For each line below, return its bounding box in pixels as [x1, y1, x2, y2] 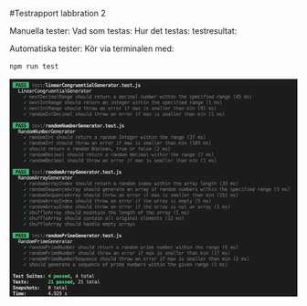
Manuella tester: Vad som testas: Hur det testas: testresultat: [9, 26, 238, 36]
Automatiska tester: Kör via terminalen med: [9, 43, 175, 54]
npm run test [9, 62, 59, 71]
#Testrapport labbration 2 [9, 8, 107, 18]
